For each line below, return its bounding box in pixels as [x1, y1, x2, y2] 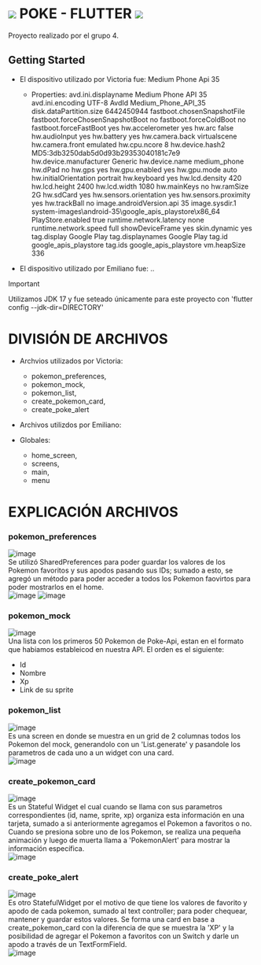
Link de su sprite [19, 685, 74, 694]
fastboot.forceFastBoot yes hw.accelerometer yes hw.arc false [31, 123, 234, 132]
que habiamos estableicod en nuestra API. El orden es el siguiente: [8, 645, 225, 654]
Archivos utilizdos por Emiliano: [19, 420, 122, 429]
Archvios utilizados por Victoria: [19, 355, 123, 366]
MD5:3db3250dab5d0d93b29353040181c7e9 [31, 148, 181, 157]
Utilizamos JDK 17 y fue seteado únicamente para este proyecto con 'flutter [8, 294, 253, 304]
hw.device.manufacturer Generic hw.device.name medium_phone [31, 157, 244, 166]
